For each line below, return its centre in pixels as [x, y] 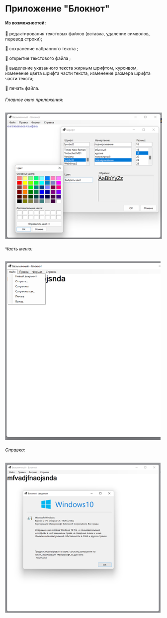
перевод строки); [24, 39]
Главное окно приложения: [34, 100]
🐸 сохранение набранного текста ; [42, 49]
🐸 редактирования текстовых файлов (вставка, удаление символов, [78, 34]
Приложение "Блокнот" [58, 9]
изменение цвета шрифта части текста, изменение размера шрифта [78, 73]
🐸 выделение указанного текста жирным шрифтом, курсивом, [72, 68]
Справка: [15, 450]
